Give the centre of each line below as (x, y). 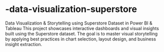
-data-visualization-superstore (71, 9)
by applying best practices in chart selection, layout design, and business (81, 39)
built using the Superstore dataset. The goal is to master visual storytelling (82, 33)
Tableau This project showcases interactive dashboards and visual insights (82, 28)
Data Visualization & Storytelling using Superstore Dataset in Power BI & (79, 23)
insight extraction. (24, 44)
